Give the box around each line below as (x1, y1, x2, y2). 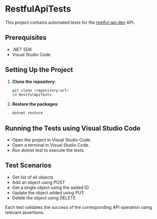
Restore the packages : (12, 101, 59, 107)
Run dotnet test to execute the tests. (12, 147, 85, 153)
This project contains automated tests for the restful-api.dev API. (5, 19, 135, 25)
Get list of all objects (12, 174, 53, 180)
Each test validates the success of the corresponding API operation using (5, 204, 152, 210)
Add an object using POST (12, 179, 66, 185)
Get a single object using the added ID (12, 185, 89, 190)
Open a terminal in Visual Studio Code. (12, 142, 90, 148)
